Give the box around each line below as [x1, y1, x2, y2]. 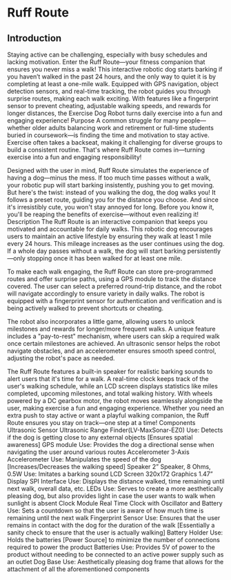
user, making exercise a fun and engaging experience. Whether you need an [7, 404, 224, 412]
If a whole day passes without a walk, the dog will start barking [7, 247, 186, 255]
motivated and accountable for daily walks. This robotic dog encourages [7, 225, 213, 233]
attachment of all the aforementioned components [7, 565, 150, 573]
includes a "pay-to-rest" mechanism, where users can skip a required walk [7, 332, 220, 340]
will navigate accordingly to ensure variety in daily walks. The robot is [7, 289, 205, 298]
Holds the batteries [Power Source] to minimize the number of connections [7, 536, 221, 543]
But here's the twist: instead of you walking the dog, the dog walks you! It [7, 188, 216, 196]
